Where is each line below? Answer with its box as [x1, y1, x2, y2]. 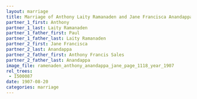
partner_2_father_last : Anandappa [6, 57, 91, 63]
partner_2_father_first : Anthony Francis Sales [6, 52, 125, 58]
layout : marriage [6, 8, 49, 15]
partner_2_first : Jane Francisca [6, 41, 88, 47]
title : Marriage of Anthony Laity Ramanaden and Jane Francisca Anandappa [6, 14, 193, 20]
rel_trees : [6, 68, 33, 74]
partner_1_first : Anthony [6, 19, 69, 25]
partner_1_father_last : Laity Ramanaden [6, 36, 107, 41]
